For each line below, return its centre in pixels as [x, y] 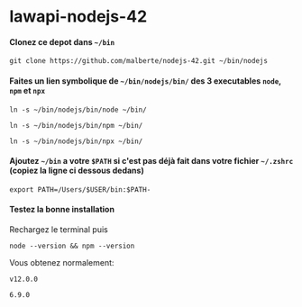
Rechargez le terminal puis [59, 230]
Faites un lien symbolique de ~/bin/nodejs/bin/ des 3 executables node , [146, 81]
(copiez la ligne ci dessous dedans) [77, 171]
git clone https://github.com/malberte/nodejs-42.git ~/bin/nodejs [139, 61]
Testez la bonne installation [62, 210]
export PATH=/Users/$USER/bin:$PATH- [80, 190]
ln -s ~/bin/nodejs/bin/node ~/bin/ [78, 110]
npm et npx [27, 90]
